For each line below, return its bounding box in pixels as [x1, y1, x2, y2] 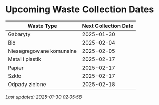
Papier [8, 64, 24, 71]
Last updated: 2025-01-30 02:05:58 [5, 94, 82, 100]
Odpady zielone [8, 80, 46, 88]
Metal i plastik [8, 55, 42, 62]
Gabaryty [8, 31, 31, 38]
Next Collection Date [82, 22, 134, 29]
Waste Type [27, 22, 57, 29]
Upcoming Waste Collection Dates [5, 4, 154, 15]
